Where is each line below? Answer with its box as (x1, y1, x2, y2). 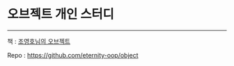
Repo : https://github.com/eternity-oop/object (7, 51, 139, 59)
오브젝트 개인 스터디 (7, 6, 115, 22)
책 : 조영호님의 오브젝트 (7, 37, 71, 45)
